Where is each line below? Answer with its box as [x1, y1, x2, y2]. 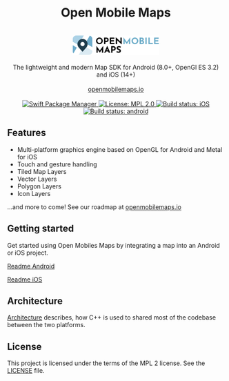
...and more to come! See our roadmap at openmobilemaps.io [7, 202, 181, 211]
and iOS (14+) [96, 70, 136, 79]
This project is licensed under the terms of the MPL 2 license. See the [7, 359, 206, 367]
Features [7, 127, 46, 139]
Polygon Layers [17, 182, 62, 190]
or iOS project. [7, 248, 48, 257]
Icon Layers [17, 189, 51, 197]
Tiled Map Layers [17, 167, 67, 175]
